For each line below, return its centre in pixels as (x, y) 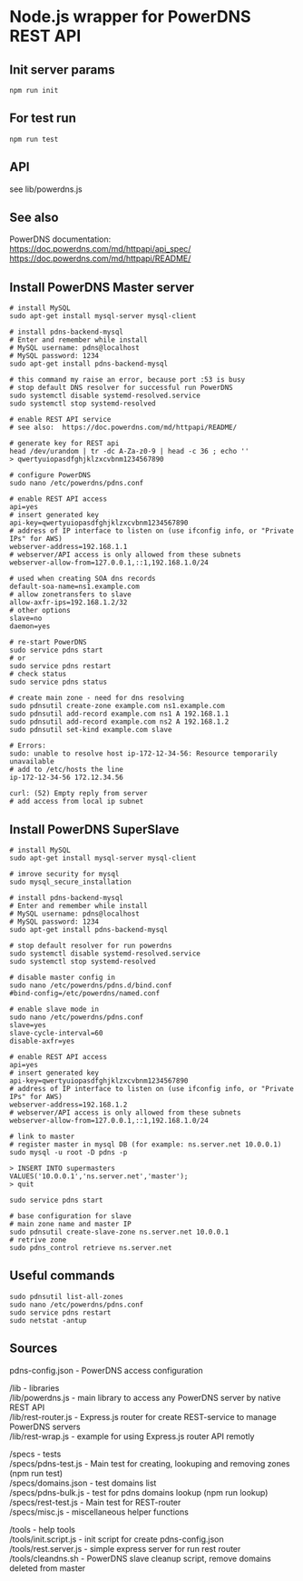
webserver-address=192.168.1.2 (68, 1105)
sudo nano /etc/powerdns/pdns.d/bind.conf (91, 986)
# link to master (42, 1137)
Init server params (62, 70)
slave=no (26, 619)
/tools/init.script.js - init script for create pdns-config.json (117, 1539)
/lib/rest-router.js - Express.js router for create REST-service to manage (143, 1416)
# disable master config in (63, 978)
